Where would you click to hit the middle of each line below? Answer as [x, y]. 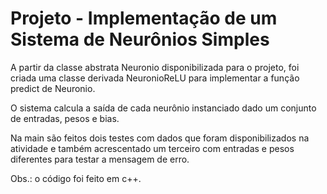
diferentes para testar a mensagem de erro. [100, 159]
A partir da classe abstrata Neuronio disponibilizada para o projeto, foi [155, 67]
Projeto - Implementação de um [144, 18]
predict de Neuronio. [53, 88]
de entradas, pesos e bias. [65, 118]
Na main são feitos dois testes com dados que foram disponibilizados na [160, 138]
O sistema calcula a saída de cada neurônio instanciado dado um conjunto [163, 108]
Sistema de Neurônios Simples [140, 39]
